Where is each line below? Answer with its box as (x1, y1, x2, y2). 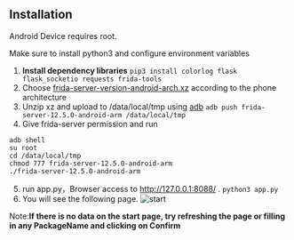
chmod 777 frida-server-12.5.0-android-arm (9, 159, 173, 168)
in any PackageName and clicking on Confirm (9, 220, 181, 230)
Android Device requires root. (9, 30, 117, 41)
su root (9, 143, 38, 152)
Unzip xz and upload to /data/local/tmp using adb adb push (21, 101, 238, 112)
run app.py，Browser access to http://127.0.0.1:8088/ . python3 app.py (21, 183, 279, 194)
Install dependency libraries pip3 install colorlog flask (21, 65, 238, 76)
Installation (9, 7, 73, 22)
